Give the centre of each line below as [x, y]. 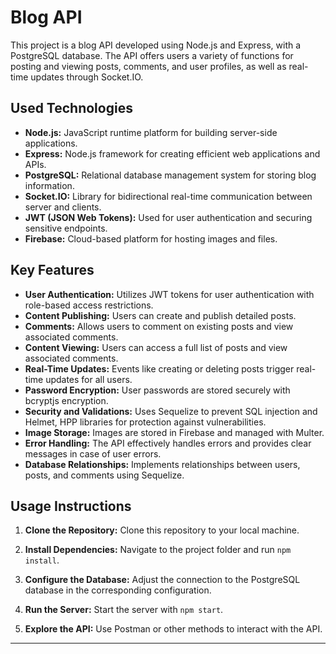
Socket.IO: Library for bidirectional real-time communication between [168, 196]
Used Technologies [71, 108]
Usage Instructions [71, 506]
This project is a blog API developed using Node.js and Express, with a [156, 45]
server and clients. [63, 207]
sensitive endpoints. [66, 228]
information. [49, 185]
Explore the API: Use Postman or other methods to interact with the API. [173, 629]
